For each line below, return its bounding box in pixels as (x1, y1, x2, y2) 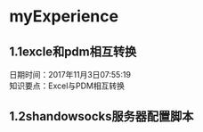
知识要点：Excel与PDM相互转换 (9, 80, 125, 91)
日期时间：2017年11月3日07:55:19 (9, 70, 132, 79)
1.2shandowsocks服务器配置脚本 (9, 109, 194, 124)
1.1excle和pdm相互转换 (9, 44, 137, 59)
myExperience (9, 6, 118, 27)
